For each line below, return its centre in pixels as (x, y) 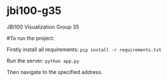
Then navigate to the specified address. (55, 72)
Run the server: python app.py (43, 61)
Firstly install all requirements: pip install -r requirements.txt (84, 49)
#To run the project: (31, 38)
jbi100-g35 (34, 11)
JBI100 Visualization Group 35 (43, 27)
